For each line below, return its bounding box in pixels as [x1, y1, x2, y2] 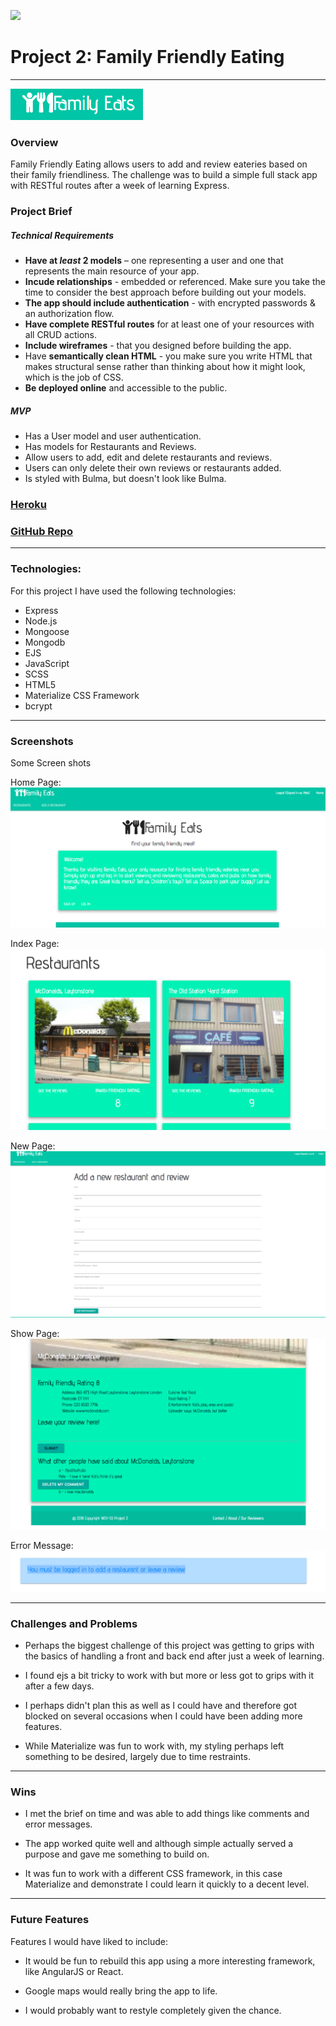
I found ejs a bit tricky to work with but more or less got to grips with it [24, 1669, 315, 1681]
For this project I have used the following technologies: [10, 585, 237, 597]
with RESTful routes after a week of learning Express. [10, 180, 230, 192]
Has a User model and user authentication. [24, 430, 202, 442]
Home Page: [10, 776, 62, 788]
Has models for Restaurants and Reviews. [24, 441, 197, 453]
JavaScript [24, 657, 70, 669]
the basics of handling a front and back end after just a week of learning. [24, 1650, 325, 1662]
